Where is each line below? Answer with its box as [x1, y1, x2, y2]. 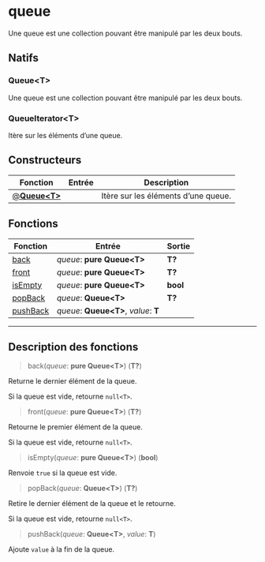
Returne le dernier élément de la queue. [8, 377, 137, 386]
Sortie [166, 240, 191, 251]
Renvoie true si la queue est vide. [8, 468, 118, 478]
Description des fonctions [8, 340, 139, 354]
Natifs [8, 51, 39, 65]
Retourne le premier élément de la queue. [8, 422, 144, 432]
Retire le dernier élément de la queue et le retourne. [8, 499, 176, 508]
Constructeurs [8, 153, 82, 167]
